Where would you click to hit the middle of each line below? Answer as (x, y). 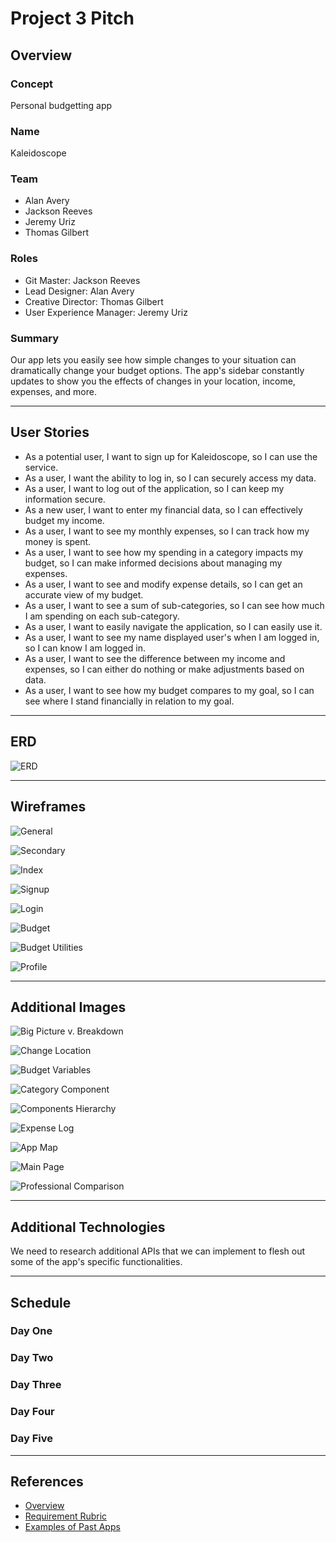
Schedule (41, 1302)
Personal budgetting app (61, 105)
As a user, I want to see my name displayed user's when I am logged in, (172, 637)
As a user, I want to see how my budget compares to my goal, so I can (169, 690)
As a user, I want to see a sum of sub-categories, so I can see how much (174, 605)
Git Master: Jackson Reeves (82, 280)
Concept (31, 84)
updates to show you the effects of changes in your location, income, (153, 381)
